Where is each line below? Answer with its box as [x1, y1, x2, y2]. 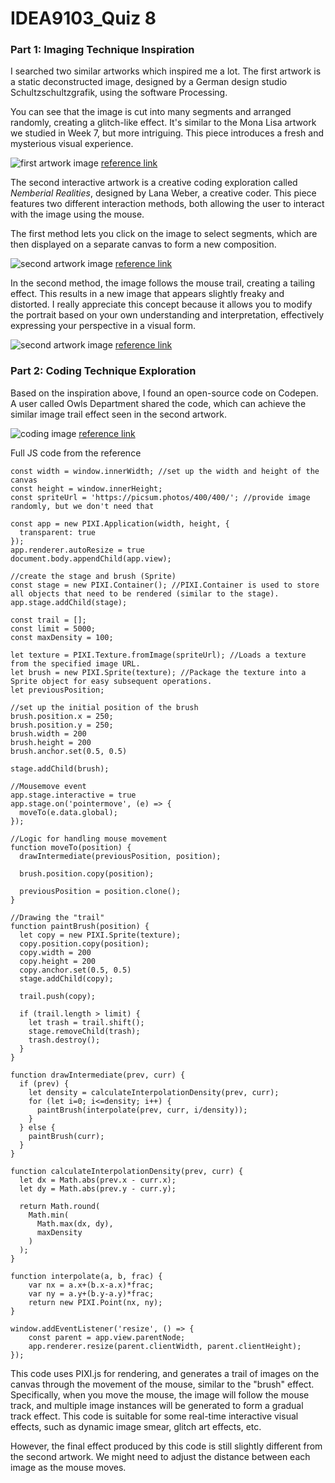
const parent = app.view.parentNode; [28, 1332, 186, 1342]
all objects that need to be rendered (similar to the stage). [10, 588, 280, 599]
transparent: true [19, 527, 97, 537]
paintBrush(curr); [28, 1131, 105, 1141]
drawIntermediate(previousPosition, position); [19, 851, 222, 861]
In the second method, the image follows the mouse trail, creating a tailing [10, 277, 316, 289]
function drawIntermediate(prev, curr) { [10, 1070, 186, 1080]
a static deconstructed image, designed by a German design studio [10, 76, 288, 88]
